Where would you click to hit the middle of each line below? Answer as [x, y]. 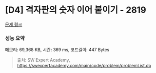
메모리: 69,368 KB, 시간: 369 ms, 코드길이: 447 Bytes [57, 50]
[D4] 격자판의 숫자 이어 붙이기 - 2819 [76, 10]
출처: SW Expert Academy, [43, 60]
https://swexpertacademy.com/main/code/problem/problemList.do [84, 66]
